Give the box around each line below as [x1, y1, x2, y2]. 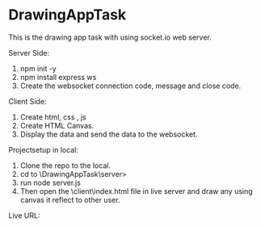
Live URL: [8, 210, 40, 220]
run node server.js [19, 178, 81, 187]
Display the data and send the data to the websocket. [19, 129, 198, 139]
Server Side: [8, 48, 50, 57]
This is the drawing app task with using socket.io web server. [8, 32, 212, 42]
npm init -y [19, 63, 57, 74]
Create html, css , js [19, 111, 86, 122]
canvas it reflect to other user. [19, 195, 120, 204]
